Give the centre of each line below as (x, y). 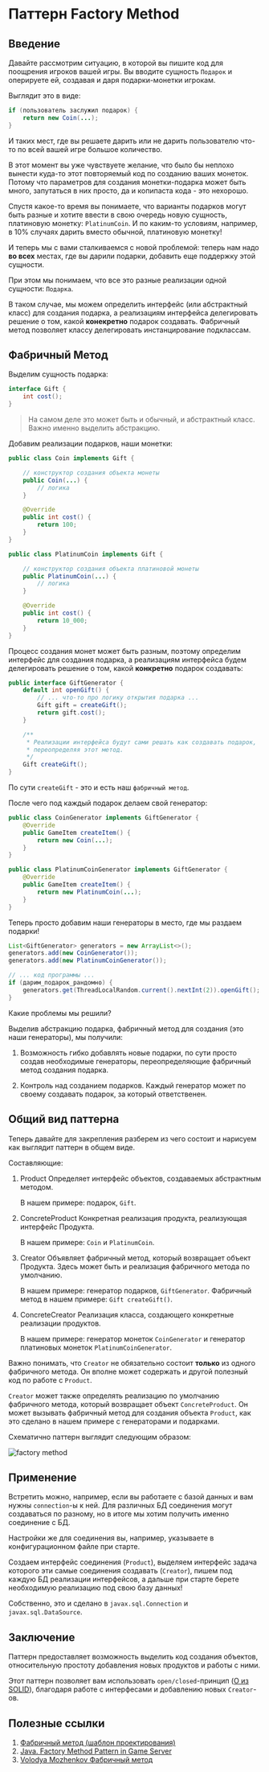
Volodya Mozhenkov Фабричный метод (86, 1759)
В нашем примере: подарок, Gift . (78, 1203)
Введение (35, 44)
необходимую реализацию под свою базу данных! (96, 1588)
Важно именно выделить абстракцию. (94, 428)
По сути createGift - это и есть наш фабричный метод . (99, 787)
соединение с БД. (39, 1523)
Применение (43, 1477)
